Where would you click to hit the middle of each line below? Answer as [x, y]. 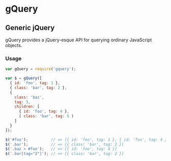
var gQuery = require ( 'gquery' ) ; [41, 69]
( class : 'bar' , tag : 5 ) [46, 116]
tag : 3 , [22, 102]
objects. [14, 45]
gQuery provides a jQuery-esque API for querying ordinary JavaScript [79, 40]
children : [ [27, 107]
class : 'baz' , [29, 97]
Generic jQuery [30, 28]
